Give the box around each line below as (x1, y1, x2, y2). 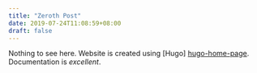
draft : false (8, 26, 53, 34)
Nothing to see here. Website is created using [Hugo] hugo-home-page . (8, 49, 250, 59)
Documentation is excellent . (8, 57, 101, 67)
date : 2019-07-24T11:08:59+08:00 (8, 19, 122, 27)
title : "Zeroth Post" (8, 11, 82, 20)
